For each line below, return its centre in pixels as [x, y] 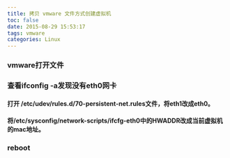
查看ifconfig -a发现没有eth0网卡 [62, 86]
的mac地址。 [26, 129]
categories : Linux [34, 40]
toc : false [23, 20]
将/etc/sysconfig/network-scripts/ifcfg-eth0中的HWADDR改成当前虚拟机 [115, 121]
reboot [19, 148]
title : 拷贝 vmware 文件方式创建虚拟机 [59, 14]
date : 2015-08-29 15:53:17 [46, 26]
